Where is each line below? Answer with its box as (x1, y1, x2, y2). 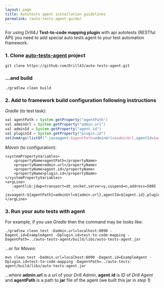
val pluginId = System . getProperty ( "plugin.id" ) (5, 131, 106, 136)
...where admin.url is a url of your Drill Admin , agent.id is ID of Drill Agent (5, 272, 153, 278)
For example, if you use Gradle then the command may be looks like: (5, 219, 143, 225)
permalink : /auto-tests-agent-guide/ (5, 16, 82, 21)
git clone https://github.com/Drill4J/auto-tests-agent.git (5, 63, 130, 68)
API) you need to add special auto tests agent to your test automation (5, 35, 144, 41)
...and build (5, 74, 33, 81)
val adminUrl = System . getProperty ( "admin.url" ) (5, 122, 106, 127)
